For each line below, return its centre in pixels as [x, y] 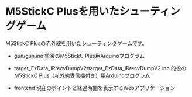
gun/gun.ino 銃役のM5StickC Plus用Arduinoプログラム [79, 56]
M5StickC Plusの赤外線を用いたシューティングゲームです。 [76, 43]
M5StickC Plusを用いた [62, 11]
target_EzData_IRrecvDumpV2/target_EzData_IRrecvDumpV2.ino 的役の [100, 68]
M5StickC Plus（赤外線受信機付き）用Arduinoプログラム [82, 75]
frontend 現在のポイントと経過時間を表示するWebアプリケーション [95, 88]
